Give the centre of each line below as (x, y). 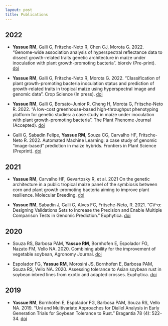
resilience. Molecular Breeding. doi (48, 195)
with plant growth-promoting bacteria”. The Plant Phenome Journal (82, 120)
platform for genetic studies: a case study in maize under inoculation (83, 115)
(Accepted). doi (29, 125)
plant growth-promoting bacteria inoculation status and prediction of (83, 84)
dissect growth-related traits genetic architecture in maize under (79, 58)
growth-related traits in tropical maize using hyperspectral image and (84, 89)
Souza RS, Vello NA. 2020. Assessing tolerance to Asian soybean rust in (87, 269)
